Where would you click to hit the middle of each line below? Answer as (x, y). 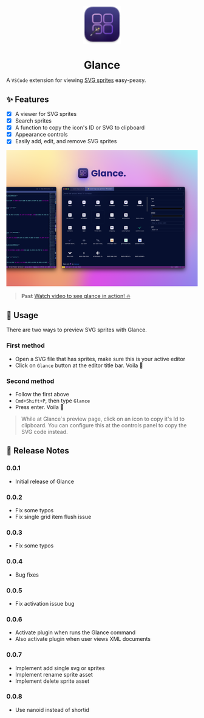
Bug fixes (27, 575)
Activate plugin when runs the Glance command (75, 632)
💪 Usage (22, 315)
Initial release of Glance (45, 481)
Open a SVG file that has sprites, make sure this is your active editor (100, 359)
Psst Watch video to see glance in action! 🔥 (76, 296)
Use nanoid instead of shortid (52, 710)
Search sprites (33, 121)
